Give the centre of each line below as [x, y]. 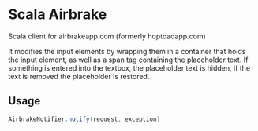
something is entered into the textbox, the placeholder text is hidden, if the [129, 67]
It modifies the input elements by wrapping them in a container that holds [127, 51]
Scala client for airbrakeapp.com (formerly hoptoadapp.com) [107, 36]
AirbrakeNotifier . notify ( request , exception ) [84, 119]
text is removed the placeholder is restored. [79, 76]
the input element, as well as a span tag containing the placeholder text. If [128, 60]
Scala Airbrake [58, 15]
